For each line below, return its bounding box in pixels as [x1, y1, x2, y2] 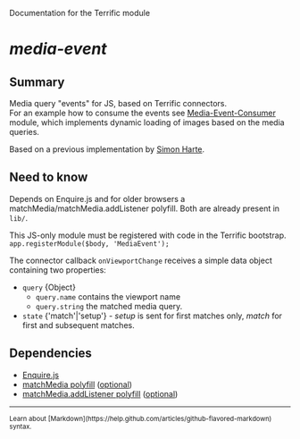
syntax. [9, 422, 32, 431]
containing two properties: [9, 264, 107, 275]
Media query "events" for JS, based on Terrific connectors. [9, 98, 228, 108]
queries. [9, 127, 40, 137]
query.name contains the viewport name [35, 291, 181, 302]
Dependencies [9, 346, 92, 361]
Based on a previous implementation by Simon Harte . [9, 144, 205, 155]
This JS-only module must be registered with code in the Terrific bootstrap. [9, 230, 287, 241]
